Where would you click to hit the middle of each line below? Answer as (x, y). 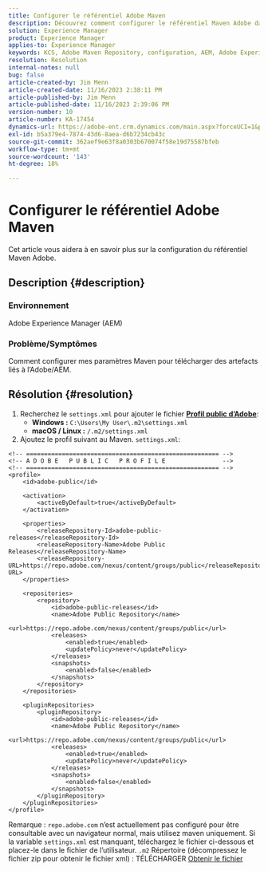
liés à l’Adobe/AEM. (40, 370)
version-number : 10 (41, 112)
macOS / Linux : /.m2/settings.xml (90, 431)
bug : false (26, 75)
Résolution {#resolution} (71, 394)
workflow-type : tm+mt (44, 149)
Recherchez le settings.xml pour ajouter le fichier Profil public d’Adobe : (139, 414)
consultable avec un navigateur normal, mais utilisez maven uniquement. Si (132, 833)
